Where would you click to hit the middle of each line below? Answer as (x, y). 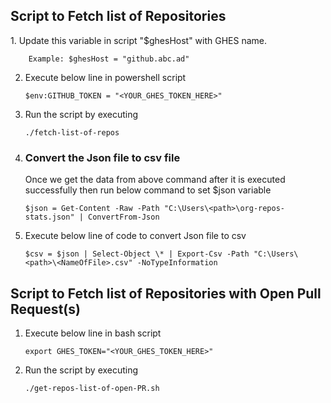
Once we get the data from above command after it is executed (155, 180)
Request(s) (45, 309)
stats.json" (49, 217)
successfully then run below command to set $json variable (148, 190)
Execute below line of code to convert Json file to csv (135, 236)
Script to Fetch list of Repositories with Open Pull (166, 293)
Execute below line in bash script (93, 333)
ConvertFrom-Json (124, 217)
